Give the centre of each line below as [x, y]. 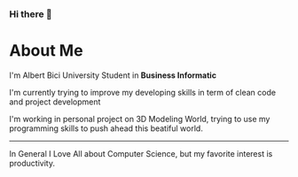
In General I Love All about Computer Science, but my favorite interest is [141, 153]
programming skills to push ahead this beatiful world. [106, 128]
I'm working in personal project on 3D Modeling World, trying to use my [140, 119]
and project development [55, 102]
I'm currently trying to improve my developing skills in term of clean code [143, 92]
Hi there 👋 [31, 14]
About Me [46, 51]
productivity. [32, 163]
